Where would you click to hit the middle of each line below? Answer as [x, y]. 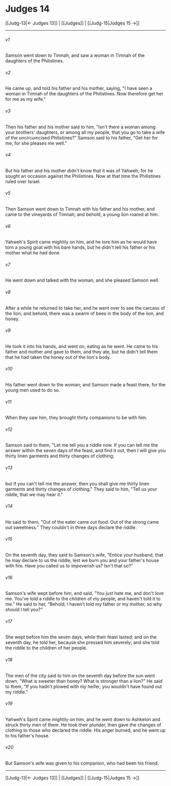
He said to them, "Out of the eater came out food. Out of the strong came [82, 522]
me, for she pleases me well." [36, 143]
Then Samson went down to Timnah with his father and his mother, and [80, 209]
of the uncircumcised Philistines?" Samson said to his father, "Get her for [82, 137]
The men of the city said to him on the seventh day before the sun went [80, 676]
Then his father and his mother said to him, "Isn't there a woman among [81, 127]
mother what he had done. [33, 253]
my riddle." [17, 692]
